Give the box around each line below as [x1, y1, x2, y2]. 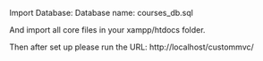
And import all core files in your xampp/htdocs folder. [9, 25, 206, 34]
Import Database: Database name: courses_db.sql [9, 8, 194, 18]
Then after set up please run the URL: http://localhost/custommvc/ [9, 42, 255, 52]
